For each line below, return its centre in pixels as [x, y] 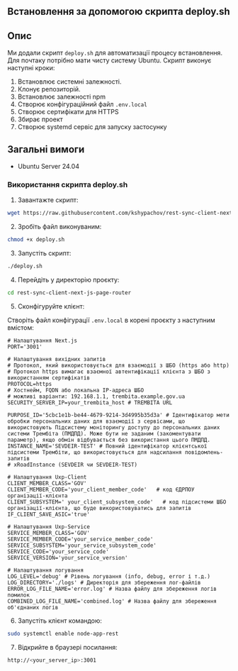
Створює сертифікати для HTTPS [68, 112]
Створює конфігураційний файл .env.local [82, 104]
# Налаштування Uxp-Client [47, 477]
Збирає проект [40, 119]
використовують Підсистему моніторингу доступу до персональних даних [114, 427]
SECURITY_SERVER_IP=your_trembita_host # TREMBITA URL [90, 403]
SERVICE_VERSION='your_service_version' [68, 558]
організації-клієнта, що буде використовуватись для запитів [100, 508]
